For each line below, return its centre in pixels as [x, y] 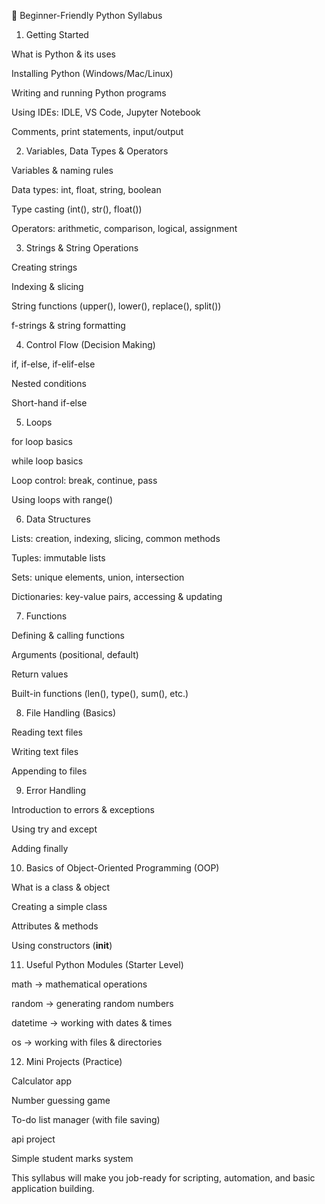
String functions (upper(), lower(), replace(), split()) [116, 306]
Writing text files [45, 751]
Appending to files [49, 771]
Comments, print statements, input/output [97, 131]
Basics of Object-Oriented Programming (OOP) [122, 868]
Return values [40, 674]
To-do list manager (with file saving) [86, 1119]
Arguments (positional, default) [75, 654]
